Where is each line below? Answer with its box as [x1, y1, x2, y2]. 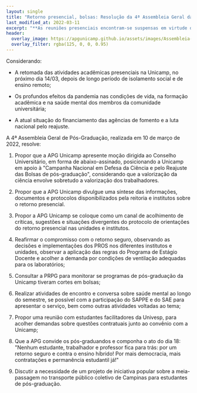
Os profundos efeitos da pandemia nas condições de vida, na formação [14, 92, 188, 100]
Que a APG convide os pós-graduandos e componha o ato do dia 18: [14, 337, 181, 344]
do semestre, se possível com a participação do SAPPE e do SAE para [14, 296, 185, 303]
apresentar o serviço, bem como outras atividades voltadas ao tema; [14, 302, 181, 309]
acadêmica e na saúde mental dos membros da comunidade [14, 99, 161, 106]
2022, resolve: [6, 140, 41, 147]
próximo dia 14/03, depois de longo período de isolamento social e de [14, 75, 184, 82]
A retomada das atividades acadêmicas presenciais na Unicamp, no [14, 69, 179, 76]
